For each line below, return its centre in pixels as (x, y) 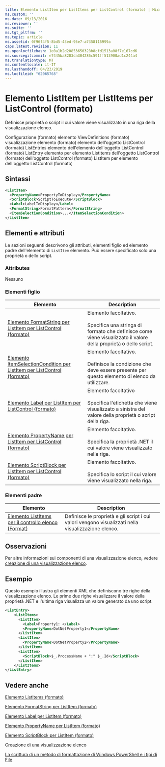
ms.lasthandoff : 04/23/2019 (34, 70)
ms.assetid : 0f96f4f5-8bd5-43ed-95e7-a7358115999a (58, 42)
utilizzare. (99, 383)
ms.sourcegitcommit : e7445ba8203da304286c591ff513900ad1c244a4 (71, 55)
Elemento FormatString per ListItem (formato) (51, 707)
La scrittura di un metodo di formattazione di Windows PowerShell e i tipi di (81, 755)
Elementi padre (24, 495)
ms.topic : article (24, 37)
